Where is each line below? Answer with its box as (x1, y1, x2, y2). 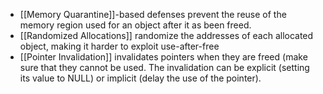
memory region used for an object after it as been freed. (19, 19, 252, 31)
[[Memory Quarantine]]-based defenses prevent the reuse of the (19, 9, 287, 20)
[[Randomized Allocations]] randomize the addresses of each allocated (19, 30, 314, 41)
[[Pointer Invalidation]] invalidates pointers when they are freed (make (19, 51, 308, 63)
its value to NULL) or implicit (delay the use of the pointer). (19, 72, 262, 84)
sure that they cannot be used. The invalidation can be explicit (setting (19, 62, 310, 73)
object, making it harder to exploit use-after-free (19, 40, 220, 52)
